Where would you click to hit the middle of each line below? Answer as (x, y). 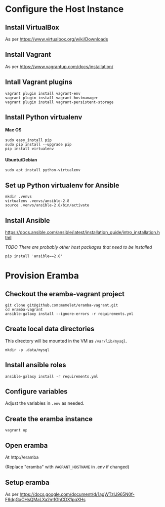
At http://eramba (22, 457)
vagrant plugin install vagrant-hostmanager (52, 98)
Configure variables (36, 392)
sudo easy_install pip (28, 140)
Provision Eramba (42, 276)
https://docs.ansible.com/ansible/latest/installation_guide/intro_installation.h (82, 233)
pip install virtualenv (30, 149)
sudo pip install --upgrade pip (38, 145)
